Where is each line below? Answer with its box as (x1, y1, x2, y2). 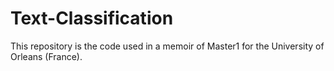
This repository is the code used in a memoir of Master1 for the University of (10, 40, 325, 52)
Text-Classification (10, 7, 174, 30)
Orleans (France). (10, 50, 83, 62)
